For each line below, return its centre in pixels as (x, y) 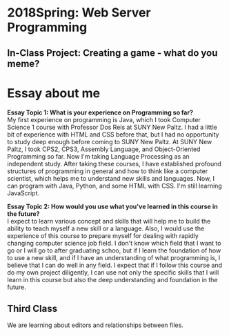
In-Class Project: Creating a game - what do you (112, 53)
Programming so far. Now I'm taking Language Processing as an (98, 156)
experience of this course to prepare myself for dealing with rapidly (103, 235)
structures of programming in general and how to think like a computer (108, 171)
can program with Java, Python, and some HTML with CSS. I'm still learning (114, 186)
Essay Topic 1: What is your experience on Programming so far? (100, 112)
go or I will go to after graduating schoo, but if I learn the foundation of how (114, 250)
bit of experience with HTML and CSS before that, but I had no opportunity (113, 134)
